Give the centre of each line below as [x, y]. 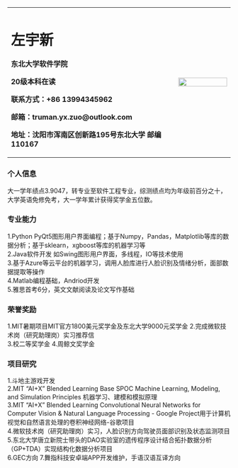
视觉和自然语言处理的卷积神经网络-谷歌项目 [71, 422]
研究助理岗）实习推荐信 [60, 335]
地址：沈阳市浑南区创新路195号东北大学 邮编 [86, 135]
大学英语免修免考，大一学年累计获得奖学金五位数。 [82, 199]
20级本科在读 [33, 82]
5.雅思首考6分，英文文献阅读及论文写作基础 [71, 289]
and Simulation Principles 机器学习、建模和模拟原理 [83, 397]
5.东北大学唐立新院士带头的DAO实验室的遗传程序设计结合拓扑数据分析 [110, 440]
